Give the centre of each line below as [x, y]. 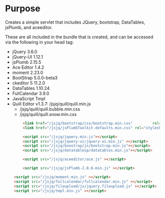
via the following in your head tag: [39, 42]
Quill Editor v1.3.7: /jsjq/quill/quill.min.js [51, 104]
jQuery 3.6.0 [25, 52]
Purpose [23, 9]
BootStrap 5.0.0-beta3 [35, 78]
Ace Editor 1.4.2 [28, 67]
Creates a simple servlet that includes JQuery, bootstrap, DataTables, [75, 22]
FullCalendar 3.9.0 [31, 93]
